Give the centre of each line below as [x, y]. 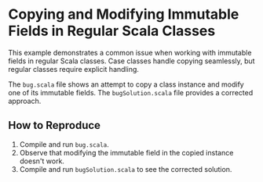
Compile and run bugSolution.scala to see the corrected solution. [126, 169]
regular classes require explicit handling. [74, 69]
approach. [25, 101]
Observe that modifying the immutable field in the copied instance [126, 152]
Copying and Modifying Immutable [124, 14]
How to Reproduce [54, 125]
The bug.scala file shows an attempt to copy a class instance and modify [126, 84]
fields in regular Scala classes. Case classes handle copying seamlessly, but [131, 61]
